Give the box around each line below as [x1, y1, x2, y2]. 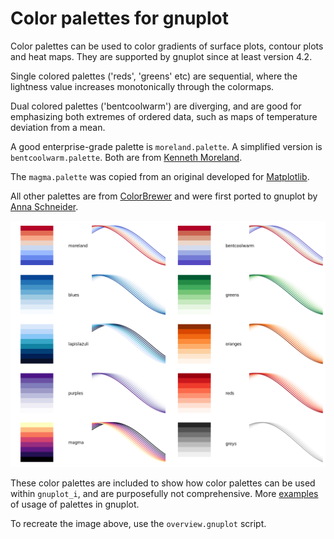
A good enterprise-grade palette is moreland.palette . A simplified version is [10, 140, 323, 152]
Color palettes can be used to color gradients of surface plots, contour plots [10, 40, 324, 52]
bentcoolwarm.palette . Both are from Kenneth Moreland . [10, 151, 243, 163]
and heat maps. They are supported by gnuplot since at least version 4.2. [10, 50, 313, 62]
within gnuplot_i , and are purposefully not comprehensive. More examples [10, 487, 319, 499]
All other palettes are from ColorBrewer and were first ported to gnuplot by [10, 190, 318, 202]
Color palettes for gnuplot [10, 7, 230, 30]
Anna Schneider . [10, 200, 79, 212]
